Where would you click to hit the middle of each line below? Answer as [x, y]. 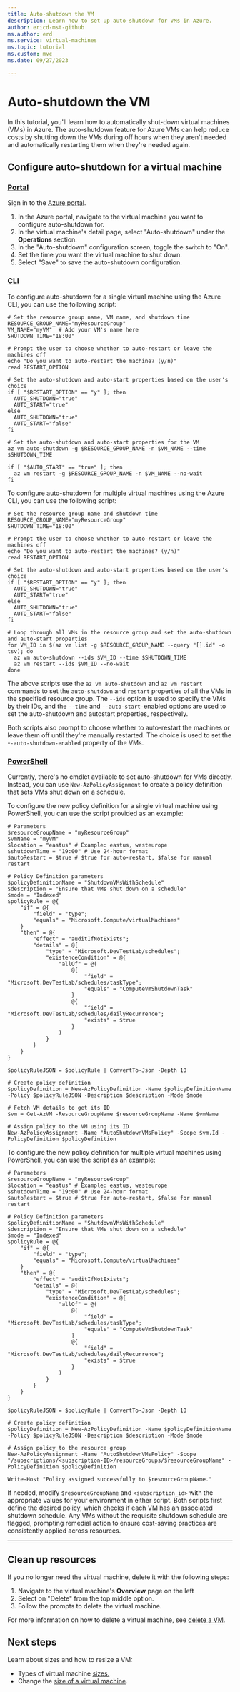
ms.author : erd [30, 34]
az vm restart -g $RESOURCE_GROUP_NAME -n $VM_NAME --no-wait [108, 473]
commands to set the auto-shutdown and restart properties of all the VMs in [119, 691]
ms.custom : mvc [30, 54]
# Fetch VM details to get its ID [59, 1108]
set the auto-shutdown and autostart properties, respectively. [98, 713]
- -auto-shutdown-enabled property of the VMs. [76, 742]
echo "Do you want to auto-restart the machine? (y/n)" [92, 361]
